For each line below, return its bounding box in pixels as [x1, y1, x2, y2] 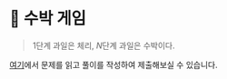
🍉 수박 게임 [9, 8, 86, 29]
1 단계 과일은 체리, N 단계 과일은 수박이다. [33, 40, 175, 51]
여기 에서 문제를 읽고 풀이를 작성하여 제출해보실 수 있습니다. [9, 59, 218, 70]
